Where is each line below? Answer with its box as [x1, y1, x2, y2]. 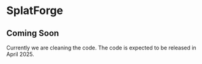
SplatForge [6, 4, 64, 18]
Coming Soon [6, 28, 59, 38]
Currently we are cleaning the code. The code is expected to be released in [6, 44, 197, 51]
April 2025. [6, 51, 35, 58]
